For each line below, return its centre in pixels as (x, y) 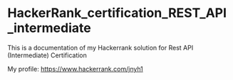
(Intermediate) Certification (47, 55)
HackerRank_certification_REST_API (117, 13)
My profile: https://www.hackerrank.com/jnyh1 (76, 69)
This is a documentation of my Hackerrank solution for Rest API (100, 47)
